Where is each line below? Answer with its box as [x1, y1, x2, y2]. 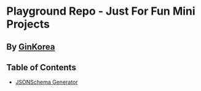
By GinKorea [6, 42, 55, 52]
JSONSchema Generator [15, 78, 78, 86]
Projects [6, 17, 50, 31]
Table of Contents [6, 62, 77, 73]
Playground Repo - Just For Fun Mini [6, 4, 195, 18]
